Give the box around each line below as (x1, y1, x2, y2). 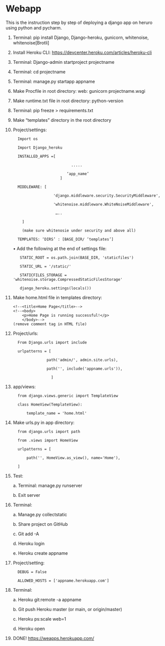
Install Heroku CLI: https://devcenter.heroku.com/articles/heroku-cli (12, 49, 152, 55)
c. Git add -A (12, 531, 39, 537)
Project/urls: (12, 330, 38, 336)
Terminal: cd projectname (12, 68, 66, 75)
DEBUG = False (17, 569, 47, 574)
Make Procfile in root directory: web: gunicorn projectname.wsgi (12, 88, 146, 94)
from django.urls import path (17, 429, 80, 434)
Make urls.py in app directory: (12, 420, 75, 426)
